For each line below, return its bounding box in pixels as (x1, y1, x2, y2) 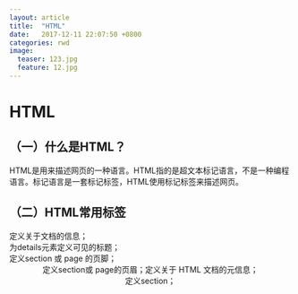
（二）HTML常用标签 (9, 205, 127, 220)
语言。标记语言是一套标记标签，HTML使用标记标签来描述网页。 (9, 176, 244, 186)
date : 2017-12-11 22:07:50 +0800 (9, 30, 142, 39)
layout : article (9, 13, 70, 22)
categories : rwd (9, 38, 70, 48)
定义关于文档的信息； (9, 230, 88, 241)
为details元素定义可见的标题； (9, 241, 121, 252)
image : (9, 47, 34, 56)
